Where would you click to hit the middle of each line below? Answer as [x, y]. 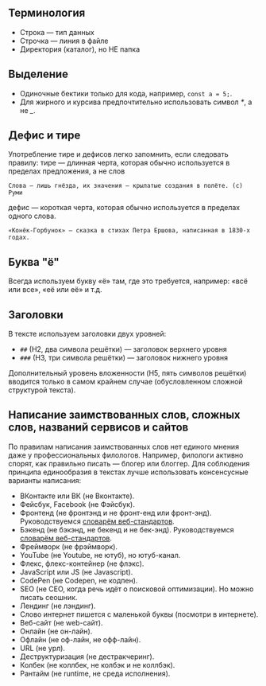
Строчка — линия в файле [64, 41]
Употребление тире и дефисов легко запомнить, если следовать [118, 154]
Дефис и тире [44, 136]
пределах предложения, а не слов [67, 171]
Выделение [39, 74]
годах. [19, 238]
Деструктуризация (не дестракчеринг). [87, 657]
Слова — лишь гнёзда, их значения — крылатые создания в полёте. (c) [126, 186]
